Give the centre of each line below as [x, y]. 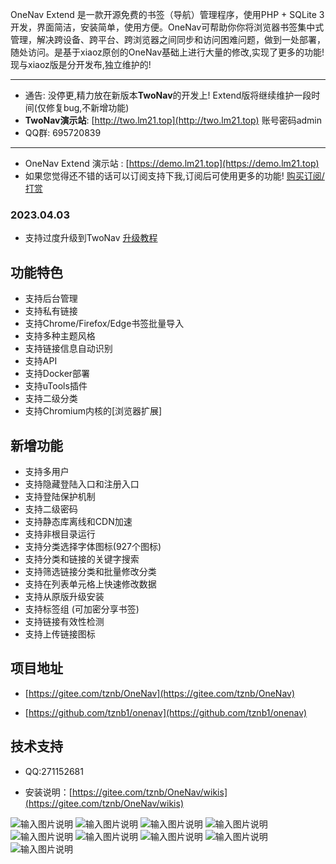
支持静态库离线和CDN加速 [78, 521]
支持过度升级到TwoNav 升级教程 [91, 238]
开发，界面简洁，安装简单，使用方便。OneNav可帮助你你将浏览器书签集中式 [167, 27]
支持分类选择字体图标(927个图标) [93, 546]
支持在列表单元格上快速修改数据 [90, 584]
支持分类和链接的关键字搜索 [82, 559]
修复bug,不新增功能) [87, 107]
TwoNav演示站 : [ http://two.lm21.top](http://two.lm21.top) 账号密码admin [173, 120]
